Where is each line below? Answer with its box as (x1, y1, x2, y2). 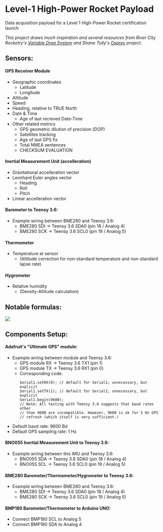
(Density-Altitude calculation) (19, 289, 79, 295)
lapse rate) (19, 261, 42, 267)
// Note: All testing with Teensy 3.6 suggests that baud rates (19, 401, 154, 407)
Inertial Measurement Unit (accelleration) (5, 158, 91, 164)
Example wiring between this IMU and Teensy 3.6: (12, 451, 114, 456)
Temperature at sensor (12, 251, 59, 257)
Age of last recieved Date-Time (19, 115, 83, 121)
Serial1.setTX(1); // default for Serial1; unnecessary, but (19, 388, 147, 393)
